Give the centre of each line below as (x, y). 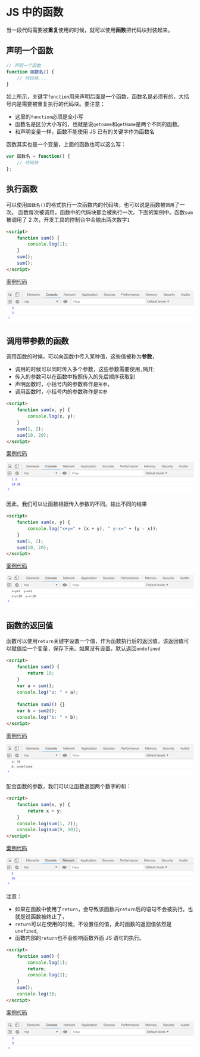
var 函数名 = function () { (38, 157)
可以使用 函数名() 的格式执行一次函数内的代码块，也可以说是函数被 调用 (90, 204)
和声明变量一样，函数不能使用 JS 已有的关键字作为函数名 (85, 131)
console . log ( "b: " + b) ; (48, 718)
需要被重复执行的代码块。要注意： (63, 104)
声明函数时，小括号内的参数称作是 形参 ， (64, 384)
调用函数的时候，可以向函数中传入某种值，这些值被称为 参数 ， (82, 357)
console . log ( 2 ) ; (48, 975)
